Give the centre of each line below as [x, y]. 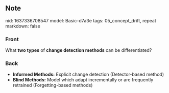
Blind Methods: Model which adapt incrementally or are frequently [83, 80]
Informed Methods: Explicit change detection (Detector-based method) [88, 74]
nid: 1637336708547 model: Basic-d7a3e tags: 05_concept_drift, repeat [81, 20]
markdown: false [23, 26]
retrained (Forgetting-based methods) [53, 85]
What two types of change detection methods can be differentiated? [79, 50]
